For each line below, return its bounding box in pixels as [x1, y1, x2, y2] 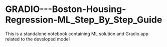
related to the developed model [5, 36, 70, 42]
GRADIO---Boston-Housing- [5, 3, 126, 15]
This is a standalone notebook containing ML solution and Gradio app [5, 30, 149, 36]
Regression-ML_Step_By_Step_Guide [5, 14, 162, 25]
